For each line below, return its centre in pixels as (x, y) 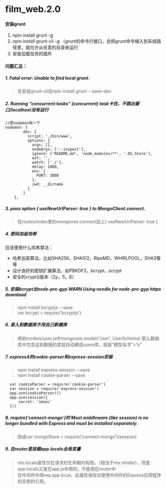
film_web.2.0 (33, 9)
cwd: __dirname (48, 184)
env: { (39, 171)
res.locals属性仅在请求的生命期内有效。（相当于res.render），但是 (84, 463)
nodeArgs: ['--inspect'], (59, 149)
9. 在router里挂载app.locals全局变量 (43, 449)
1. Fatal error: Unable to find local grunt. (47, 78)
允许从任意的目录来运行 (54, 47)
